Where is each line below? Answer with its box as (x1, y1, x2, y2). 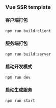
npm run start (5, 98, 36, 103)
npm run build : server (5, 52, 51, 57)
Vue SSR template (5, 4, 51, 11)
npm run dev (5, 75, 31, 80)
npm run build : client (5, 29, 51, 34)
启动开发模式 (5, 63, 32, 69)
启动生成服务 (5, 87, 32, 93)
